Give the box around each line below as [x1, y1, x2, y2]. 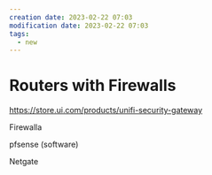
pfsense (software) [9, 139, 79, 150]
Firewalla [9, 122, 43, 133]
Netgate [9, 156, 39, 167]
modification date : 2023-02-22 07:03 [9, 21, 149, 30]
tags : [9, 29, 29, 38]
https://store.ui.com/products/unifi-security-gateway [9, 105, 203, 116]
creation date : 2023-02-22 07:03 [9, 12, 133, 22]
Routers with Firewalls [9, 76, 177, 95]
